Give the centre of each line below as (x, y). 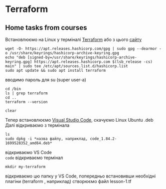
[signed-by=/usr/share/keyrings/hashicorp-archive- (82, 57)
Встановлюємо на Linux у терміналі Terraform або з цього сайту (74, 39)
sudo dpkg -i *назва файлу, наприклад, (47, 139)
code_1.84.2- (103, 139)
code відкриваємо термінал (34, 158)
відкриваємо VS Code (29, 152)
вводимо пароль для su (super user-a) (46, 80)
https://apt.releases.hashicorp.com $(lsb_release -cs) (93, 62)
